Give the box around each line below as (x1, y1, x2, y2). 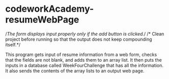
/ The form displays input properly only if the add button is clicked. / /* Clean (5, 31, 164, 37)
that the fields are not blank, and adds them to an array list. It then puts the (5, 57, 162, 63)
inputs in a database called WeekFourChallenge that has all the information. (5, 62, 164, 68)
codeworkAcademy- (5, 3, 94, 15)
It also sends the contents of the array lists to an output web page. (5, 67, 145, 74)
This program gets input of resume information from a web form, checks (5, 51, 157, 58)
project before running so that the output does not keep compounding (5, 36, 152, 42)
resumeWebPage (5, 14, 79, 25)
